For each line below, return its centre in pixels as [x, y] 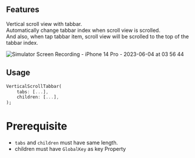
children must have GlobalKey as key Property [70, 149]
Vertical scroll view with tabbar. [44, 24]
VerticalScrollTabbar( [34, 86]
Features [23, 10]
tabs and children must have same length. [66, 143]
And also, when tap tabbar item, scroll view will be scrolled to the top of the [97, 36]
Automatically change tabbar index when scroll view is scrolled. [83, 30]
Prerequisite [37, 126]
